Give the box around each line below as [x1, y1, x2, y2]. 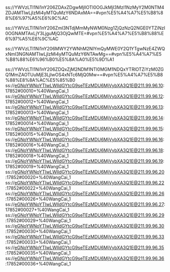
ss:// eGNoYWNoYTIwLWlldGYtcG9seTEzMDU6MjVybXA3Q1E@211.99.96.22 [5, 180, 164, 186]
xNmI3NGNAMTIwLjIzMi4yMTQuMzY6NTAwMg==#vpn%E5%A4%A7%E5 [5, 51, 162, 57]
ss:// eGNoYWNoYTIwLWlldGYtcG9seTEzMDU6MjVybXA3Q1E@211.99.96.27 [5, 201, 164, 207]
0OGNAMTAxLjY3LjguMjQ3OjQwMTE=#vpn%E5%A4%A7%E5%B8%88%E [5, 31, 164, 36]
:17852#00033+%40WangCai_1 [5, 239, 71, 245]
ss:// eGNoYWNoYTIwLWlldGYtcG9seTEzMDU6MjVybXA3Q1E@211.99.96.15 [5, 126, 163, 132]
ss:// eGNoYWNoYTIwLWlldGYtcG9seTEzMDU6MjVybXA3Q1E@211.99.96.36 [5, 255, 164, 261]
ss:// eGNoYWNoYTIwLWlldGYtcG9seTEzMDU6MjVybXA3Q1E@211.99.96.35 [5, 245, 164, 251]
